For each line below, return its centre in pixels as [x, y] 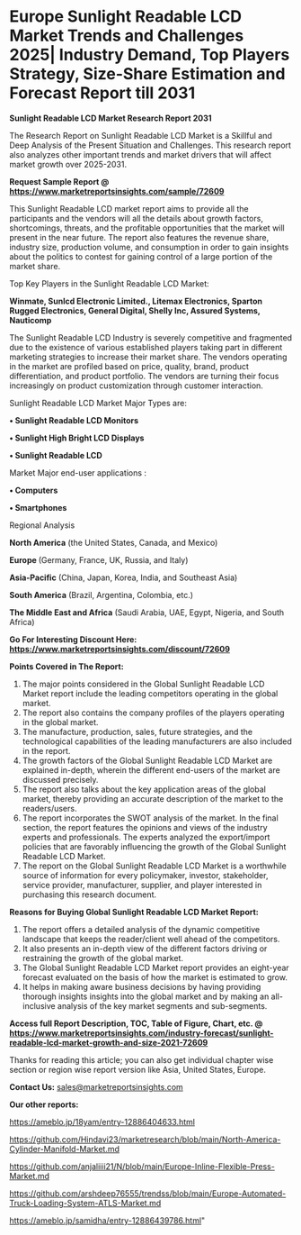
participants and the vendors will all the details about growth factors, [136, 218]
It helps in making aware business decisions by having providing [142, 986]
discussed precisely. [60, 779]
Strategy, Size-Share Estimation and [147, 74]
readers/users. [49, 808]
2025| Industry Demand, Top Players [150, 55]
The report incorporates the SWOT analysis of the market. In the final [150, 818]
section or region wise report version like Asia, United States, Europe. [138, 1069]
